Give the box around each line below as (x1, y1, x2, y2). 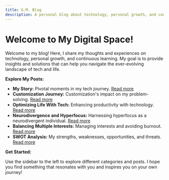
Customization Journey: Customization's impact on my (12, 91, 129, 97)
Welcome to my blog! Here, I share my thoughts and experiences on (5, 50, 146, 56)
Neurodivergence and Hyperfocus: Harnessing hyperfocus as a (12, 113, 147, 119)
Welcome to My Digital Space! (5, 34, 134, 45)
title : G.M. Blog (5, 7, 42, 13)
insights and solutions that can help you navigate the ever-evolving (5, 61, 144, 67)
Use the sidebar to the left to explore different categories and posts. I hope (5, 159, 160, 165)
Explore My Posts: (5, 76, 44, 82)
